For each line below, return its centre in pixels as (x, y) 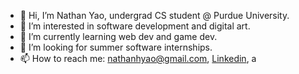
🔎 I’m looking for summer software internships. (116, 47)
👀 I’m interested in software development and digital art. (135, 26)
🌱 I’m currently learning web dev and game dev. (118, 36)
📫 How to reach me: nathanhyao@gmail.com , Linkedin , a (138, 58)
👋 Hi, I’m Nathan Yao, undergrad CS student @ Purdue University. (154, 15)
